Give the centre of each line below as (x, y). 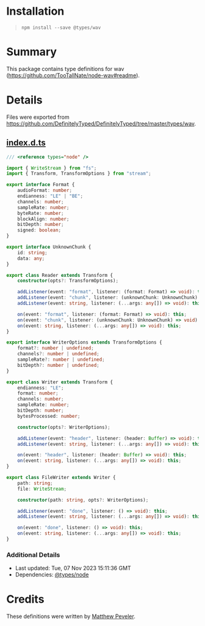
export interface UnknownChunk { (49, 247)
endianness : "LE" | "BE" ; (50, 196)
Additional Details (33, 554)
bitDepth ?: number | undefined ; (58, 365)
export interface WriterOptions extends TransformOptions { (85, 342)
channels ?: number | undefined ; (58, 354)
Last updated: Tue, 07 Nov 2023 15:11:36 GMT (73, 568)
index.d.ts (26, 143)
